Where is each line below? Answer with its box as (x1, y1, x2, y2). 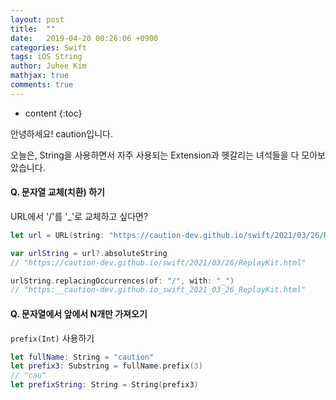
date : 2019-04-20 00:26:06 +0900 (10, 33, 159, 43)
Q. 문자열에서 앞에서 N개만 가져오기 (10, 307, 148, 320)
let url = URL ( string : (10, 230, 105, 240)
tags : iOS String (10, 52, 83, 62)
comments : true (10, 80, 74, 90)
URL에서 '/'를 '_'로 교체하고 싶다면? (10, 210, 149, 222)
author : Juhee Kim (10, 61, 87, 71)
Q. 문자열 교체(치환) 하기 (10, 186, 105, 198)
